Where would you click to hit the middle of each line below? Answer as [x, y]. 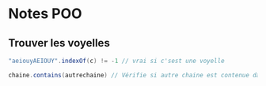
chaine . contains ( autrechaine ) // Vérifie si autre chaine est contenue [129, 75]
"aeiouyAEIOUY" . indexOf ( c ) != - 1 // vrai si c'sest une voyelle [116, 61]
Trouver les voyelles [59, 43]
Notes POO [45, 14]
